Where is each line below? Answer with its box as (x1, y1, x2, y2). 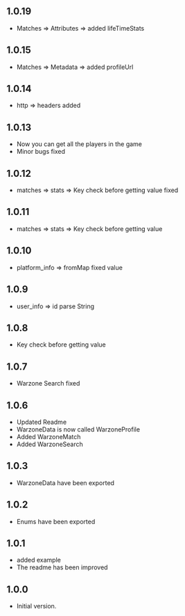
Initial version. (16, 602, 57, 610)
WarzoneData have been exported (16, 478, 115, 487)
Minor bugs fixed (16, 148, 66, 156)
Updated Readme (16, 418, 67, 426)
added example (16, 556, 62, 564)
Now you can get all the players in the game (16, 140, 143, 148)
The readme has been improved (16, 563, 108, 571)
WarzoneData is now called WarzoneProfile (16, 425, 140, 434)
